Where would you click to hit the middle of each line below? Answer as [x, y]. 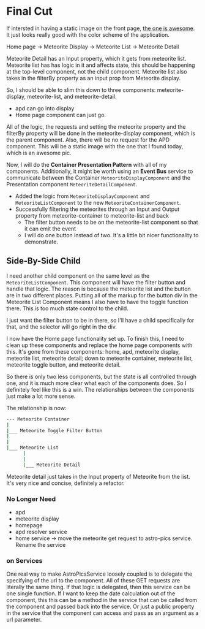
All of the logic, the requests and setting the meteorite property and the [96, 126]
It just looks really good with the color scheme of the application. [88, 34]
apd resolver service [41, 532]
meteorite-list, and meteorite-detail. [72, 96]
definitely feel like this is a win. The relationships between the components [100, 389]
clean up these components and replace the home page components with [99, 345]
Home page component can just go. [60, 115]
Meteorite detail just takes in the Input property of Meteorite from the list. [99, 476]
